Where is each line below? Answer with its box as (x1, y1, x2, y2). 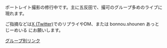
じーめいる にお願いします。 (5, 27, 64, 33)
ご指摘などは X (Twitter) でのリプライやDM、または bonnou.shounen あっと (5, 21, 159, 27)
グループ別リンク (5, 38, 41, 44)
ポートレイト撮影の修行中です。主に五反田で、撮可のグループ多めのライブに (5, 4, 163, 10)
